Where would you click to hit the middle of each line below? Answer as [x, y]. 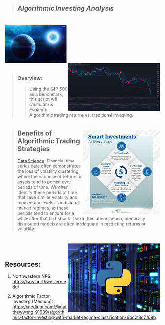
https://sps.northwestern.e [39, 282]
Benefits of [34, 134]
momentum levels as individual [48, 202]
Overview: [30, 78]
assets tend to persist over [44, 182]
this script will [43, 99]
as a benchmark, [46, 94]
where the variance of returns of [50, 176]
